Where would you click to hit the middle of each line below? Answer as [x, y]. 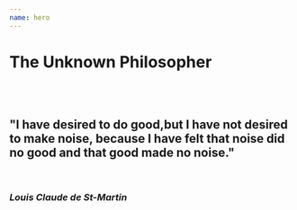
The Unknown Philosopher [111, 61]
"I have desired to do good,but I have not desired [148, 124]
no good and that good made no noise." [122, 152]
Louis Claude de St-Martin [68, 197]
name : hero [30, 17]
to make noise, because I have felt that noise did [147, 139]
